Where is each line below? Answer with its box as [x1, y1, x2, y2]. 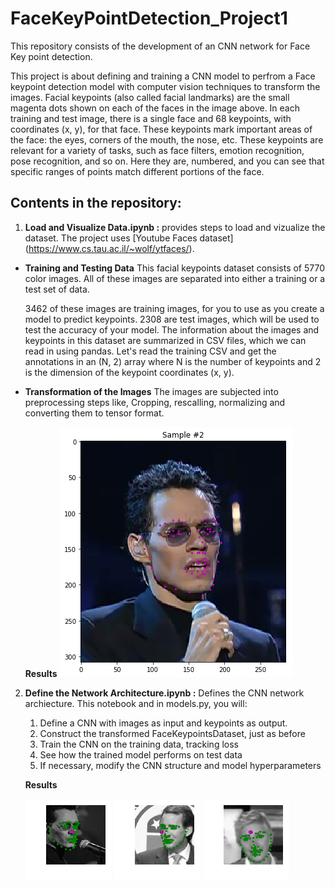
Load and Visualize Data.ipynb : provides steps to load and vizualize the [24, 221, 326, 233]
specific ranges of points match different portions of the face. [10, 165, 265, 177]
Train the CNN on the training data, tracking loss [39, 738, 239, 750]
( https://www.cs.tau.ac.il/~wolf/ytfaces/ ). [24, 242, 195, 254]
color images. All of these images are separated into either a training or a [24, 272, 326, 284]
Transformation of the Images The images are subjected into [24, 385, 279, 397]
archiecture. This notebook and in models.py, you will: [24, 697, 248, 709]
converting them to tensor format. [24, 407, 165, 419]
